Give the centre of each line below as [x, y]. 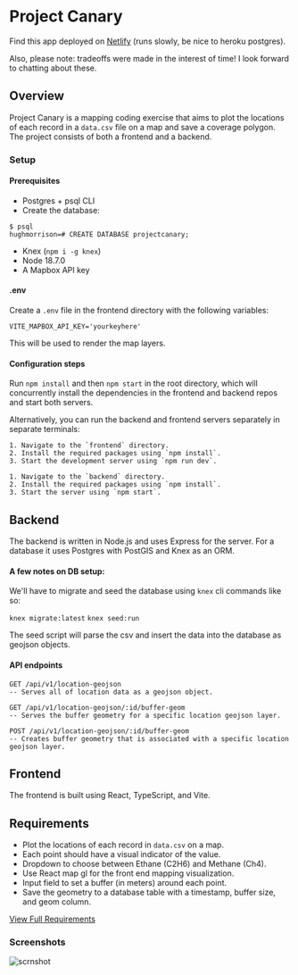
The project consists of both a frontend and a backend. [111, 137]
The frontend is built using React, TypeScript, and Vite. [110, 796]
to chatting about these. [53, 68]
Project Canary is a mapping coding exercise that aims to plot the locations [147, 117]
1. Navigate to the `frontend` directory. [89, 446]
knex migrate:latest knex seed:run [74, 619]
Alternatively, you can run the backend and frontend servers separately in [145, 420]
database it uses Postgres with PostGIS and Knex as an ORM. [122, 551]
